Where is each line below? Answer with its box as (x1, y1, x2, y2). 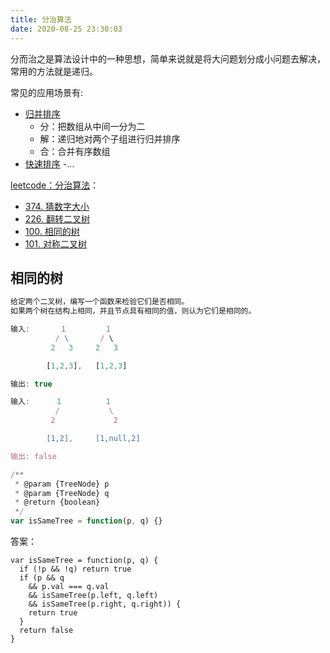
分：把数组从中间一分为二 (39, 120, 146, 132)
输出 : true (10, 379, 53, 389)
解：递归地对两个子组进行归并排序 (39, 132, 181, 145)
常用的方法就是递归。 (10, 65, 98, 77)
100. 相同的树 (24, 225, 80, 237)
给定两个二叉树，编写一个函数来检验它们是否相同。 (10, 297, 190, 307)
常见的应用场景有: (10, 86, 84, 98)
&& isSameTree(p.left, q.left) (28, 591, 159, 601)
